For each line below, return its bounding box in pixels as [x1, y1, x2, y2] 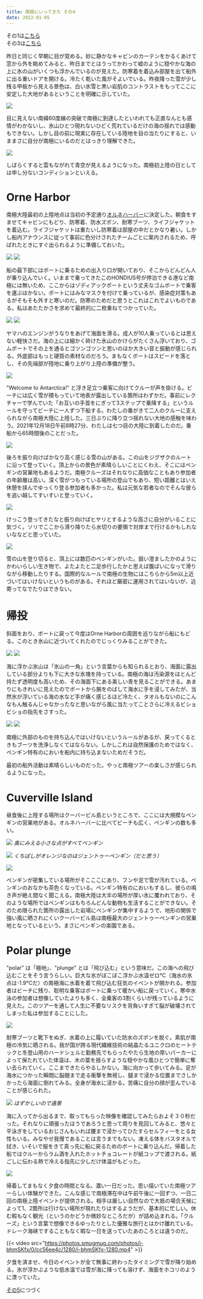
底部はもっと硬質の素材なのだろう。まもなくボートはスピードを [22, 352, 181, 360]
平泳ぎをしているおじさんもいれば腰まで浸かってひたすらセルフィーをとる [6, 1128, 192, 1135]
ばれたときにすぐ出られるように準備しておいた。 [6, 241, 128, 249]
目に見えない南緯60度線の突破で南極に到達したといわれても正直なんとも [6, 114, 187, 122]
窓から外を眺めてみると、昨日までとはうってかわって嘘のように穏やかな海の [6, 60, 196, 67]
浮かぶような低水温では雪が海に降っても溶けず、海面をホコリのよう [27, 1266, 196, 1274]
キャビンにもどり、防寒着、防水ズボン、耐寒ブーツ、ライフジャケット [22, 218, 195, 226]
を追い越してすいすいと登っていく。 [6, 491, 96, 499]
